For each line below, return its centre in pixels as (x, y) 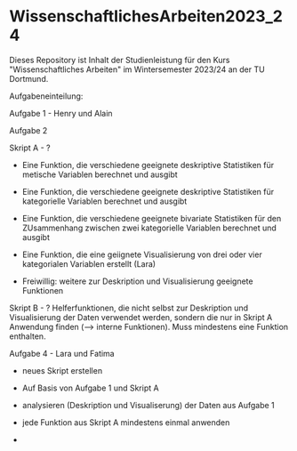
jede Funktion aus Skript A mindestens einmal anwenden (126, 422)
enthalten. (28, 336)
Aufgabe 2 (28, 130)
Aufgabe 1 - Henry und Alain (61, 113)
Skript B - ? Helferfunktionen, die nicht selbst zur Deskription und (129, 308)
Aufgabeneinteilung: (46, 96)
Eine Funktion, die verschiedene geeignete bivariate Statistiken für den (152, 218)
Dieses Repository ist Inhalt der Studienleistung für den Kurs (120, 60)
